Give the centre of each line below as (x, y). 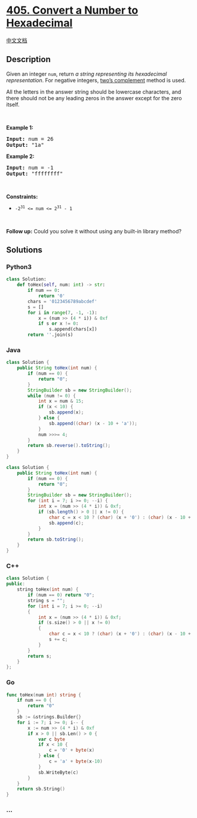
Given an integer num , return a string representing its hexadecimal (87, 74)
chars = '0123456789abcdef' (62, 301)
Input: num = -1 (30, 167)
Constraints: (22, 196)
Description (28, 59)
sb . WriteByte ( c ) (58, 772)
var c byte (52, 739)
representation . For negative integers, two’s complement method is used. (96, 80)
